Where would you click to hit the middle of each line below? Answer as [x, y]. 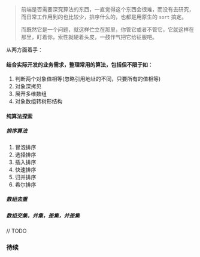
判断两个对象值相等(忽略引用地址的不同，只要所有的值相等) [88, 79]
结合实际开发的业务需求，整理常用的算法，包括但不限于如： [80, 65]
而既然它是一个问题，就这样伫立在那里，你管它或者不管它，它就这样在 [107, 30]
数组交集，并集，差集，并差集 [43, 215]
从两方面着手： [25, 50]
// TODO [16, 231]
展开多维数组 [31, 94]
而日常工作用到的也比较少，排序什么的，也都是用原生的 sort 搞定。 [104, 17]
